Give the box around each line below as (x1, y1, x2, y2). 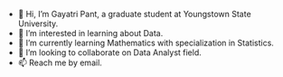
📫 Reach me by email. (17, 57, 102, 68)
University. (17, 18, 59, 29)
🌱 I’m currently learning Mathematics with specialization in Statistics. (17, 37, 274, 48)
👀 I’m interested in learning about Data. (17, 28, 164, 38)
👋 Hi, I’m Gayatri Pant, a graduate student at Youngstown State (17, 9, 251, 19)
